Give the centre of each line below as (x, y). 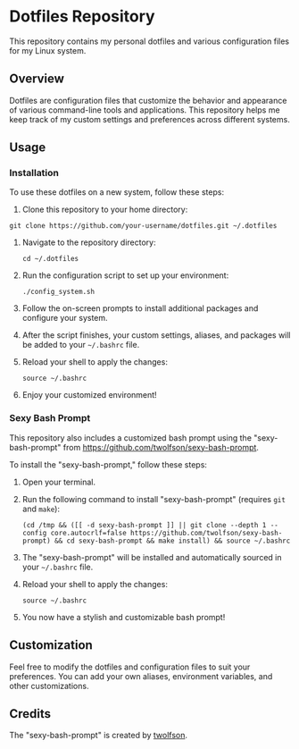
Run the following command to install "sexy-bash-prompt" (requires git (154, 499)
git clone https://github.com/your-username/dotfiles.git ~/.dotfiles (143, 226)
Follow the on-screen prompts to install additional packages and (140, 308)
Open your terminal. (59, 482)
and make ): (41, 509)
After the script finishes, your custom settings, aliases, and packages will (157, 335)
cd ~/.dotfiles (50, 259)
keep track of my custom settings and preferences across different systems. (149, 119)
